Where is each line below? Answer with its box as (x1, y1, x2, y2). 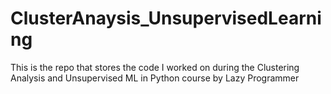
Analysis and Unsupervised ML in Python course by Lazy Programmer (10, 72, 300, 84)
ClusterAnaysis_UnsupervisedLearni (10, 7, 322, 30)
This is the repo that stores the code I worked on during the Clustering (10, 61, 300, 73)
